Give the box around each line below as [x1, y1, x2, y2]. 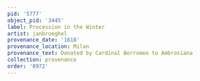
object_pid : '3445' [7, 17, 65, 24]
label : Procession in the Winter [7, 23, 105, 30]
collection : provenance [7, 56, 77, 63]
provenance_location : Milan [7, 43, 90, 50]
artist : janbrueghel [7, 30, 68, 37]
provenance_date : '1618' [7, 37, 80, 44]
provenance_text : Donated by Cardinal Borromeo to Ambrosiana [7, 50, 193, 57]
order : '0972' [7, 63, 49, 70]
